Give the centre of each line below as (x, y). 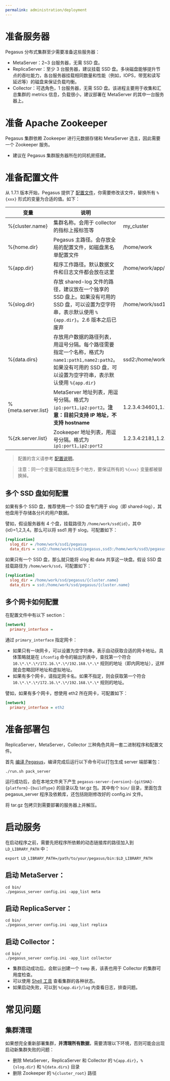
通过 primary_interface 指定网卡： (41, 640)
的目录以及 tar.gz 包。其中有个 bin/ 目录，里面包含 (109, 788)
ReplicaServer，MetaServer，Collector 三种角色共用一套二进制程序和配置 (82, 745)
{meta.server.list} (28, 411)
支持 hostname (72, 423)
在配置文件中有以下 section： (36, 615)
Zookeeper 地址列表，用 (82, 433)
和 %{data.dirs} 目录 (58, 1067)
